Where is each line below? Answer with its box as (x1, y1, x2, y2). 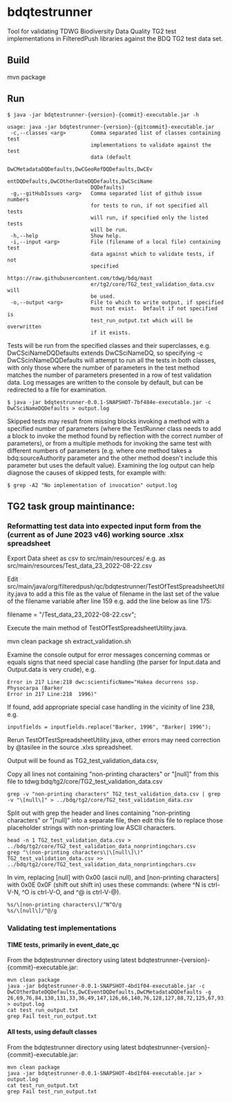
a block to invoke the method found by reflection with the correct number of (7, 432, 223, 440)
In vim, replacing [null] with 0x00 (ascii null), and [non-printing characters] (7, 873, 220, 882)
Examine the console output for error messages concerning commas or (7, 651, 211, 659)
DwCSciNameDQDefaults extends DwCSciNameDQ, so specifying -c (7, 349, 204, 357)
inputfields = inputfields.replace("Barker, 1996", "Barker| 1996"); (7, 724, 212, 731)
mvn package (7, 73, 46, 81)
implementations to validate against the (90, 141, 212, 149)
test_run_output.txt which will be (90, 317, 193, 324)
